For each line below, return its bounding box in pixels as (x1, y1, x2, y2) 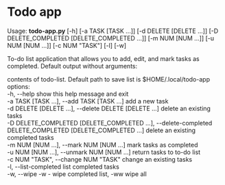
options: (7, 82, 31, 90)
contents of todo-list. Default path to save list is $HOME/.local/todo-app (7, 75, 211, 83)
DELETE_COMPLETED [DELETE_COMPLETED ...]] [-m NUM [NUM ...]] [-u (7, 34, 215, 42)
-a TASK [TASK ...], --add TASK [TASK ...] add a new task (7, 97, 169, 105)
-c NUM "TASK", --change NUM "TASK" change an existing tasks (7, 155, 193, 163)
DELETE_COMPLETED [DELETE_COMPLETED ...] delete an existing (7, 126, 196, 134)
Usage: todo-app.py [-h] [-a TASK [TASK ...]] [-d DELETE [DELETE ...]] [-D (7, 27, 219, 35)
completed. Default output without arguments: (7, 62, 138, 70)
